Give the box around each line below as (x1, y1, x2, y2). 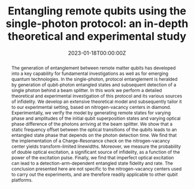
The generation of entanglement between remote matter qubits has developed (11, 65, 176, 71)
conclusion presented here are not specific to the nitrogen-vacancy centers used (11, 166, 182, 172)
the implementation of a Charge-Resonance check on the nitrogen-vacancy (11, 138, 170, 144)
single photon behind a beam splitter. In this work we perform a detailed (11, 87, 162, 93)
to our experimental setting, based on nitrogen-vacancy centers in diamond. (11, 103, 171, 110)
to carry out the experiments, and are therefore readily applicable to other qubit (11, 171, 178, 178)
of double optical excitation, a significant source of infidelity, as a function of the (11, 148, 180, 155)
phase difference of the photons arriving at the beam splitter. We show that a (11, 121, 173, 127)
